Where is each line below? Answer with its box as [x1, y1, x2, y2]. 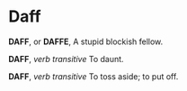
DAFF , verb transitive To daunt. [8, 53, 124, 64]
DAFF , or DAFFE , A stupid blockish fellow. [8, 36, 164, 47]
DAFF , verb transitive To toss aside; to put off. [8, 70, 179, 82]
